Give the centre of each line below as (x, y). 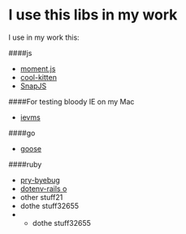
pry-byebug (40, 180)
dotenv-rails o (43, 189)
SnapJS (33, 86)
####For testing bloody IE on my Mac (71, 101)
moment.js (38, 68)
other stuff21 (41, 197)
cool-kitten (38, 77)
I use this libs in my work (93, 15)
